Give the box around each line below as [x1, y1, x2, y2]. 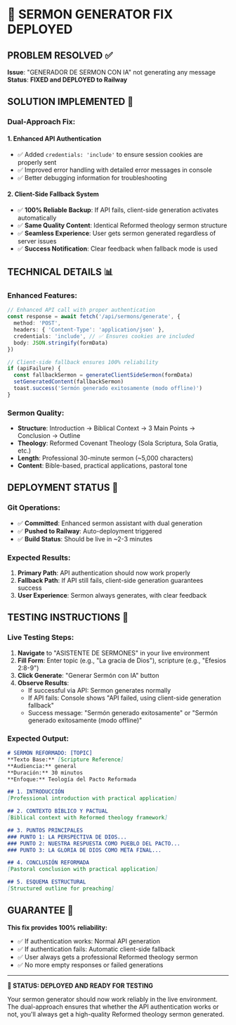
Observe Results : [17, 679, 70, 687]
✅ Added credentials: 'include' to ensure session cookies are [17, 150, 204, 158]
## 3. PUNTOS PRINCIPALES [7, 826, 83, 834]
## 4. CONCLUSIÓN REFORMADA [7, 859, 90, 867]
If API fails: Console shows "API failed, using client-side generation [27, 693, 221, 702]
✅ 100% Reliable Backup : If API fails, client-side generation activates [17, 206, 219, 214]
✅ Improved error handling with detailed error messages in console [17, 165, 212, 174]
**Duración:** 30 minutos [7, 769, 83, 776]
